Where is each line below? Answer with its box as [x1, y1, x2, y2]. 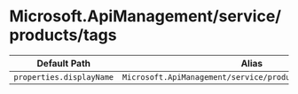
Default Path [36, 57, 91, 69]
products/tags [9, 25, 117, 45]
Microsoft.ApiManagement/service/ [9, 6, 282, 27]
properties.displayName [13, 72, 114, 82]
